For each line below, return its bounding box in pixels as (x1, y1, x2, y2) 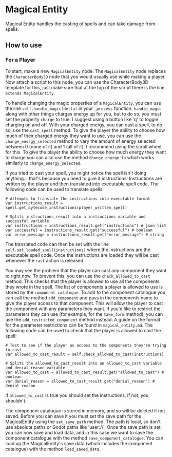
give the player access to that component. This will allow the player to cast (5, 300, 163, 306)
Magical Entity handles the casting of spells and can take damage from (5, 21, 156, 27)
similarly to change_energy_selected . (5, 160, 82, 166)
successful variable (5, 218, 50, 224)
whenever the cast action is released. (5, 257, 85, 263)
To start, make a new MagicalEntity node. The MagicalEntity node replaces (5, 68, 166, 74)
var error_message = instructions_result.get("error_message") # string (5, 232, 164, 237)
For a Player (5, 56, 36, 64)
